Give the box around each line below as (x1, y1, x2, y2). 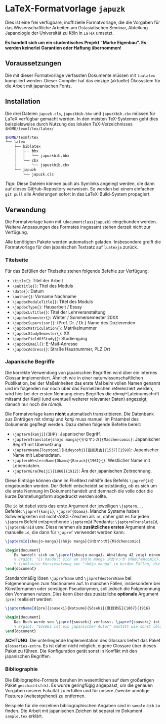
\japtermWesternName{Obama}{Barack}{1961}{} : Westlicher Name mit (12, 457, 151, 463)
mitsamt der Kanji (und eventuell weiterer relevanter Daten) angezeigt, (5, 396, 148, 402)
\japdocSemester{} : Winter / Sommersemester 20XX (12, 314, 119, 320)
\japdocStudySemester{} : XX (12, 330, 70, 336)
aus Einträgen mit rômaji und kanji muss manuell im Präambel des (5, 416, 139, 422)
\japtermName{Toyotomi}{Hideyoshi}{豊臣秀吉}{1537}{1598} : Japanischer (12, 447, 159, 453)
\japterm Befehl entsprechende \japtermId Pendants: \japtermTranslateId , (5, 519, 159, 525)
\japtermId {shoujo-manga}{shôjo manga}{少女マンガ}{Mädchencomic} (5, 539, 141, 543)
